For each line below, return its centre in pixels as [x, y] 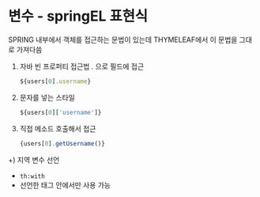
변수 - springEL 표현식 [78, 16]
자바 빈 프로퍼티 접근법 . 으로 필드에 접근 [82, 66]
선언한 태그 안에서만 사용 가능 [65, 185]
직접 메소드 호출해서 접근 [58, 128]
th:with [32, 176]
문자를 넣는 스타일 [47, 97]
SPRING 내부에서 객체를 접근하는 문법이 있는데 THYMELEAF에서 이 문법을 [123, 40]
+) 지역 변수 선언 [34, 160]
